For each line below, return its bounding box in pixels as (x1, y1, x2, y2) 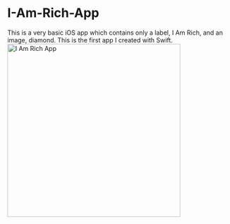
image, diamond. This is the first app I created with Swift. (7, 35, 173, 44)
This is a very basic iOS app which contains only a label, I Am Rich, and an (7, 28, 224, 37)
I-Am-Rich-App (7, 5, 99, 21)
